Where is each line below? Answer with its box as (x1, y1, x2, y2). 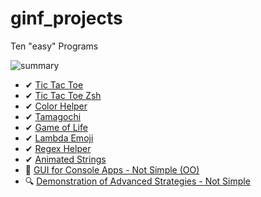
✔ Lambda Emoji (24, 132, 94, 144)
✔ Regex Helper (24, 142, 92, 154)
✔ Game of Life (24, 121, 88, 133)
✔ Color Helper (24, 100, 88, 112)
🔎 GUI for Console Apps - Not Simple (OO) (24, 163, 200, 176)
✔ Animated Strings (24, 153, 107, 165)
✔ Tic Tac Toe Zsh (24, 89, 102, 101)
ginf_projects (10, 7, 123, 30)
